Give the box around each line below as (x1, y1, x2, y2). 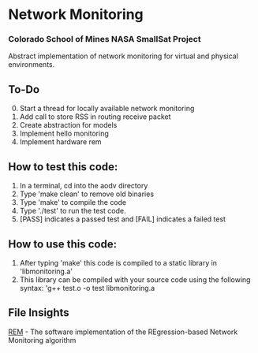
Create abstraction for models (19, 121, 118, 130)
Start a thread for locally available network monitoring (19, 104, 195, 113)
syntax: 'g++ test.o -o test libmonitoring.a (19, 283, 155, 292)
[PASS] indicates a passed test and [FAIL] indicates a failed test (19, 214, 226, 224)
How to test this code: (8, 160, 118, 173)
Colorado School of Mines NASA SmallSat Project (8, 34, 201, 45)
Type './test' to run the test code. (19, 206, 126, 216)
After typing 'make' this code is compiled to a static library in (19, 258, 218, 267)
